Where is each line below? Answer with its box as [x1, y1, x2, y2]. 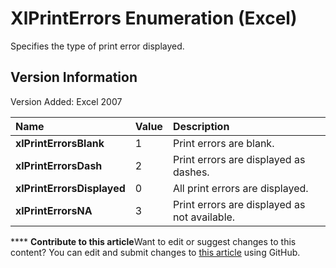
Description [172, 119, 230, 133]
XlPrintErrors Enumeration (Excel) [10, 7, 298, 30]
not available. [172, 210, 236, 224]
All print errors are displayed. [172, 181, 309, 195]
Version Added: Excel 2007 [10, 95, 123, 107]
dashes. [172, 165, 210, 179]
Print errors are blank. [172, 136, 275, 150]
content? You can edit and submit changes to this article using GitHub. [10, 246, 301, 258]
